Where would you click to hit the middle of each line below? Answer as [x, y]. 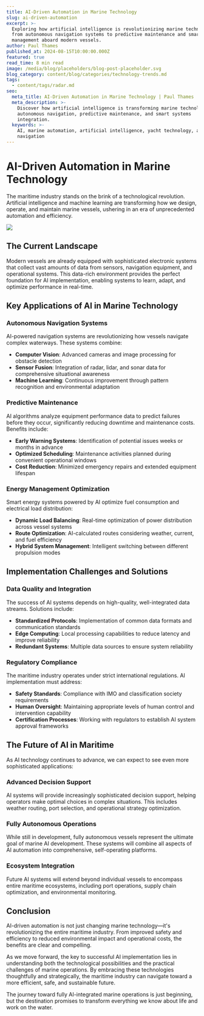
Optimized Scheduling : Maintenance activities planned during [93, 453]
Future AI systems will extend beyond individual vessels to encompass [94, 879]
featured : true [25, 57]
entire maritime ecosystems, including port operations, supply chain [91, 885]
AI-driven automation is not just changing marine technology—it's [89, 926]
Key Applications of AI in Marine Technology [92, 306]
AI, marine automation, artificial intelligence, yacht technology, [106, 131]
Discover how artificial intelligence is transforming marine [97, 108]
